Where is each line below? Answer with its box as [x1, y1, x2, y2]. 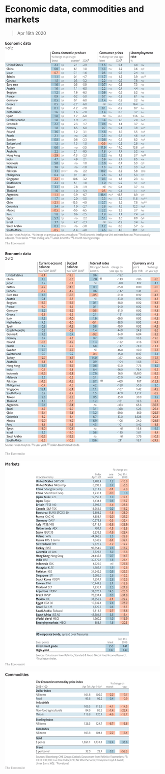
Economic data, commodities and [5, 3, 144, 15]
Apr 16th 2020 [17, 30, 47, 36]
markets [5, 14, 40, 25]
